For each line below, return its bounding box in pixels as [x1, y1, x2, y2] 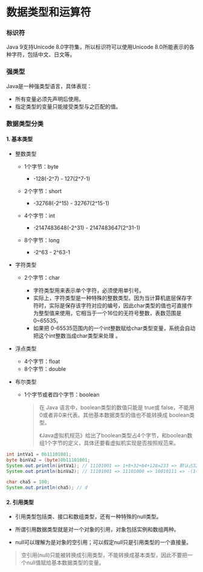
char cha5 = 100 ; [6, 479, 50, 485]
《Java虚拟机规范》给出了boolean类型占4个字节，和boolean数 [39, 431, 193, 439]
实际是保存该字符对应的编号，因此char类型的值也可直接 [49, 301, 187, 309]
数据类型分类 [6, 119, 44, 127]
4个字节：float [24, 358, 60, 365]
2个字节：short [24, 187, 62, 194]
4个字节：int [24, 212, 56, 219]
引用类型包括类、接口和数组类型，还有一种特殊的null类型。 [14, 513, 162, 520]
